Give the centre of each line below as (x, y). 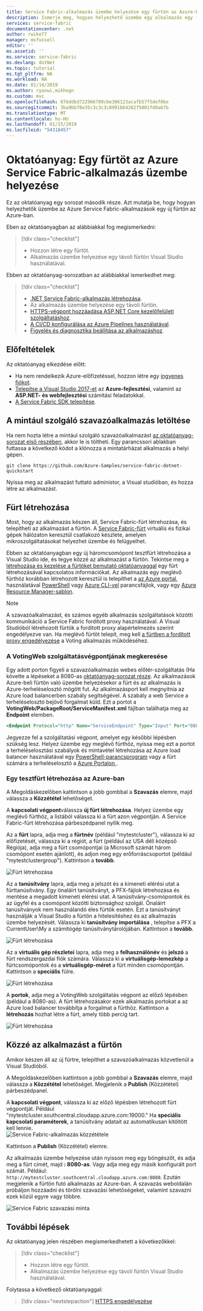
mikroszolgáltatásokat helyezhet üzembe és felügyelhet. (76, 541)
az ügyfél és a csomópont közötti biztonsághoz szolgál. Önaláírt (86, 903)
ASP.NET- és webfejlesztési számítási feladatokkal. (80, 395)
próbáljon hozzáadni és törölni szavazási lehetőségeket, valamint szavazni (99, 1190)
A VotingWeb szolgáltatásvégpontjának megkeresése (87, 656)
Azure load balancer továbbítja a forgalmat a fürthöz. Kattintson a (88, 1007)
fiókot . (23, 382)
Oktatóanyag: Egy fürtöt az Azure (92, 160)
